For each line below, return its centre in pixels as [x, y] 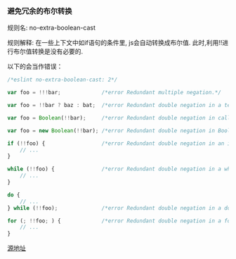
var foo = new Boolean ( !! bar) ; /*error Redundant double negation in [111, 131]
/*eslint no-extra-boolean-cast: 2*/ [63, 80]
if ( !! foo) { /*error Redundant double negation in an [116, 143]
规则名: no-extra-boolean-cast [52, 28]
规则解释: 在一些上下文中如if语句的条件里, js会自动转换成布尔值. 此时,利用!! [115, 43]
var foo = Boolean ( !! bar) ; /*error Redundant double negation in [111, 118]
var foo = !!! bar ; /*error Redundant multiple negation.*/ [114, 93]
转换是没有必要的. [57, 51]
